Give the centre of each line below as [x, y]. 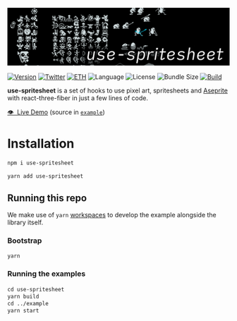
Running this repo [47, 198]
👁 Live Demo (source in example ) [56, 112]
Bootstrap [25, 241]
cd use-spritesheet [36, 289]
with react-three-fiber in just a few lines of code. [78, 98]
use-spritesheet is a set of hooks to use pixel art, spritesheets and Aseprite [117, 91]
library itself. [25, 222]
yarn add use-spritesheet [45, 176]
